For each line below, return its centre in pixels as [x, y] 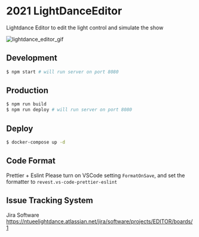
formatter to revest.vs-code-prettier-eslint [62, 181]
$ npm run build [26, 104]
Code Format [31, 161]
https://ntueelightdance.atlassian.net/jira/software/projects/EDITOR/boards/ [99, 221]
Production [27, 91]
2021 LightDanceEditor [64, 11]
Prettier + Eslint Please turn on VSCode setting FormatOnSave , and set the [96, 175]
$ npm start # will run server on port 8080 [62, 72]
